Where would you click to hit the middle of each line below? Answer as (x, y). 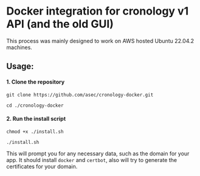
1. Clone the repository (36, 82)
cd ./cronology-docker (35, 105)
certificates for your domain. (42, 166)
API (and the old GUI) (60, 24)
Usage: (20, 66)
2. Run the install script (36, 119)
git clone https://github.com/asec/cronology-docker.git (80, 95)
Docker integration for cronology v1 (98, 11)
